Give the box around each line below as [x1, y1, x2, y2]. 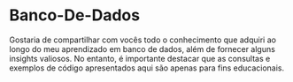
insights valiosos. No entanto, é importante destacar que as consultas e [9, 53, 271, 63]
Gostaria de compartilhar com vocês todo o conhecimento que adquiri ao [9, 34, 277, 45]
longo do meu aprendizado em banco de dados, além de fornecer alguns [9, 43, 276, 54]
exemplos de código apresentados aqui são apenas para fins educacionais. [9, 63, 285, 73]
